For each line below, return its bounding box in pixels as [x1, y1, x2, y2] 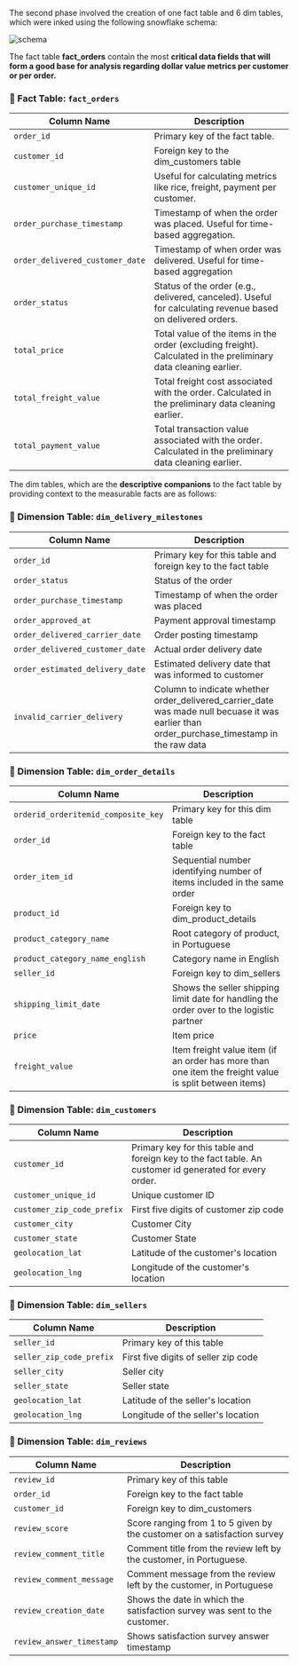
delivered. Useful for [153, 255, 239, 267]
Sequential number [172, 854, 252, 866]
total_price [13, 345, 65, 356]
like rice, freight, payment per [153, 181, 277, 193]
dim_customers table [153, 155, 241, 168]
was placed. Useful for [153, 217, 248, 230]
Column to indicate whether [153, 683, 270, 695]
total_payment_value [13, 441, 100, 451]
